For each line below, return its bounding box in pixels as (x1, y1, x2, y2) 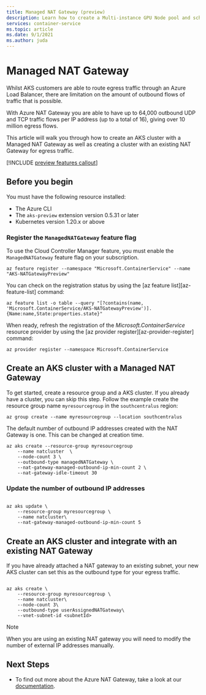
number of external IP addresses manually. (6, 642, 115, 649)
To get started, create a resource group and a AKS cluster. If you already (6, 389, 190, 396)
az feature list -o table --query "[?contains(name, (6, 300, 144, 307)
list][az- (171, 282, 191, 289)
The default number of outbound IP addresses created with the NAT (6, 424, 178, 432)
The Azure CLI (15, 205, 52, 212)
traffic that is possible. (6, 97, 63, 104)
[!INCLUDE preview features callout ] (6, 159, 98, 166)
